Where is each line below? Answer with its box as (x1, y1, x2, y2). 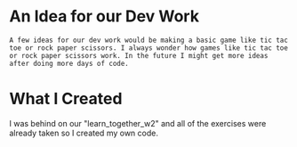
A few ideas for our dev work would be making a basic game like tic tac (9, 36, 289, 45)
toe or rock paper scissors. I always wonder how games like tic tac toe (9, 43, 289, 53)
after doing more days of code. (9, 59, 129, 68)
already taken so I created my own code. (9, 127, 158, 138)
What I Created (9, 89, 123, 109)
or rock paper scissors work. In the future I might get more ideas (9, 51, 269, 60)
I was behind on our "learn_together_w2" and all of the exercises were (9, 118, 267, 128)
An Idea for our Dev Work (9, 6, 200, 27)
